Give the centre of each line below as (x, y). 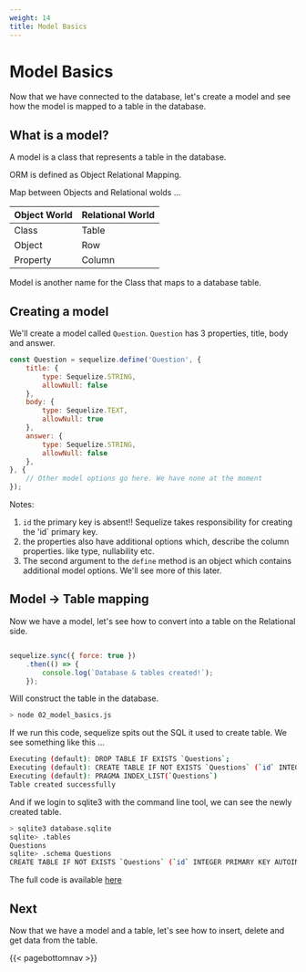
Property (33, 260)
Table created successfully (63, 784)
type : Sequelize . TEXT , (85, 411)
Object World (43, 215)
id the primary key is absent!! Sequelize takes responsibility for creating (158, 522)
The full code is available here (66, 880)
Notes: (22, 505)
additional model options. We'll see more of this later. (122, 570)
